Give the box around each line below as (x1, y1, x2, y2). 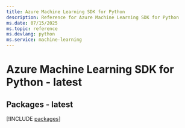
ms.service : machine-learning (6, 37, 83, 43)
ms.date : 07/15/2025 (6, 20, 58, 26)
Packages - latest (6, 99, 74, 109)
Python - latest (6, 76, 83, 89)
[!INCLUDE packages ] (6, 115, 61, 122)
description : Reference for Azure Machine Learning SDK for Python (6, 14, 180, 20)
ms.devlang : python (6, 31, 55, 37)
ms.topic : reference (6, 25, 58, 32)
